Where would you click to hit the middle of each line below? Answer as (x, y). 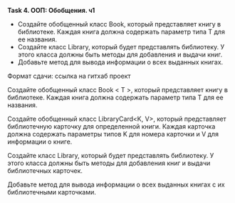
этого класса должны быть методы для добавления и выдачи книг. (120, 54)
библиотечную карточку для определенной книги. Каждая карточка (111, 127)
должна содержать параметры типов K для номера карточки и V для (113, 134)
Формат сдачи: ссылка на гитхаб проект (69, 76)
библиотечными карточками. (52, 192)
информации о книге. (40, 142)
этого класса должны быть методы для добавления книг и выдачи (109, 163)
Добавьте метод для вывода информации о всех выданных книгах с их (116, 184)
